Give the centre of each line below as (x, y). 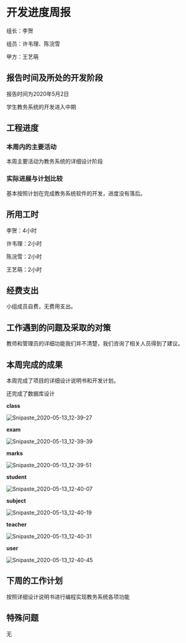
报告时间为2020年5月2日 (38, 94)
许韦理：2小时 (24, 243)
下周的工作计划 (35, 581)
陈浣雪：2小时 (24, 256)
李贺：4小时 (22, 230)
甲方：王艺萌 (22, 56)
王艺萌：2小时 (24, 269)
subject (16, 500)
